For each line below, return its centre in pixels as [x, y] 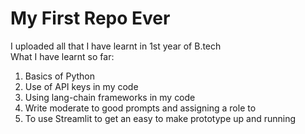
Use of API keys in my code [81, 86]
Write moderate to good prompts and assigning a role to [140, 108]
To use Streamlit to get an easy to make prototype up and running [160, 118]
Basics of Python [59, 76]
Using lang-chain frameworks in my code [110, 97]
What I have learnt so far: [62, 56]
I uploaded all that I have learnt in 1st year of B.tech [116, 46]
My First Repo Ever [90, 18]
